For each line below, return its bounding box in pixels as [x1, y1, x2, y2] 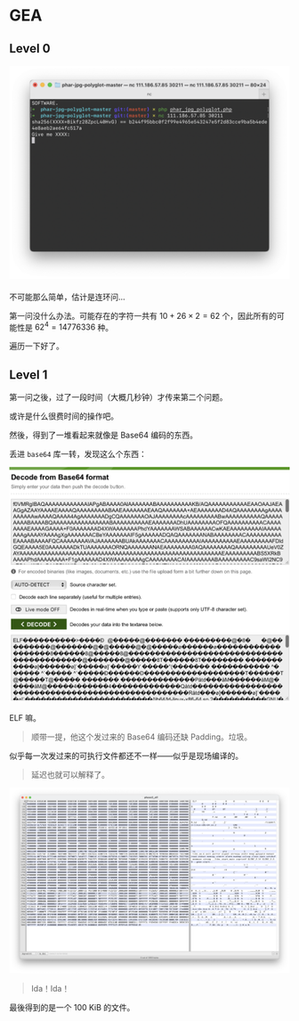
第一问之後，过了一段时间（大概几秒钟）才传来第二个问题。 [9, 392, 228, 403]
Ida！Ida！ [30, 984, 70, 994]
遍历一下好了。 [9, 340, 64, 352]
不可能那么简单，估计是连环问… [9, 291, 126, 302]
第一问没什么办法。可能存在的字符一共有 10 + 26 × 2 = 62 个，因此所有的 [9, 310, 278, 321]
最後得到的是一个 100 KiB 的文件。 [9, 1002, 135, 1013]
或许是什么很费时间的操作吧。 [9, 411, 118, 421]
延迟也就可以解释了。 [30, 769, 109, 780]
